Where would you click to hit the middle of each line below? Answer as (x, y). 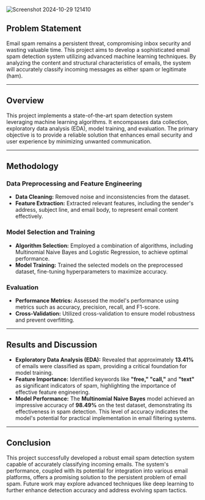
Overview (25, 101)
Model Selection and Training (51, 232)
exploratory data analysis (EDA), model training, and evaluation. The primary (102, 128)
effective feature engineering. (52, 392)
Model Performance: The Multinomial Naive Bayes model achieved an (105, 398)
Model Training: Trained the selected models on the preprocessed (99, 265)
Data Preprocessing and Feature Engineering (74, 183)
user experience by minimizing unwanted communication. (79, 141)
